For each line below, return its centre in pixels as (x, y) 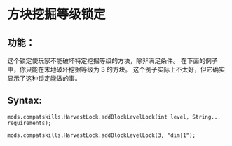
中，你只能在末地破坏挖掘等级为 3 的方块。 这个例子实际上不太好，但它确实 (116, 69)
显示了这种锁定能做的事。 (44, 78)
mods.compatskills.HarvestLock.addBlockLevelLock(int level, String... (114, 117)
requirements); (29, 123)
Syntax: (25, 101)
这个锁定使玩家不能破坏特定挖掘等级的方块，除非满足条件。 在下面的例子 (112, 61)
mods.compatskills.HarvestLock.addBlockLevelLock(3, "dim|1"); (102, 135)
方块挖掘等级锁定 (57, 14)
